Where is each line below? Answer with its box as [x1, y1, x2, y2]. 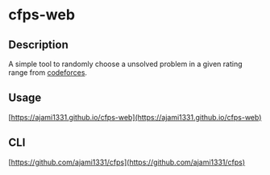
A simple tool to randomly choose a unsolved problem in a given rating [8, 59, 243, 69]
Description [8, 38, 69, 52]
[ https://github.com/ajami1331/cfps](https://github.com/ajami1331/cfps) [8, 157, 246, 167]
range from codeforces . [8, 68, 87, 77]
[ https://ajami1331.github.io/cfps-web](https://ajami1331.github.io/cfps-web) [8, 112, 262, 122]
